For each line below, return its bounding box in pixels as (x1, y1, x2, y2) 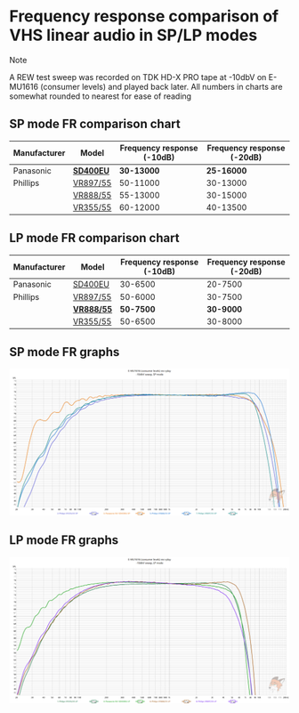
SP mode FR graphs (9, 344, 120, 360)
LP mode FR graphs (9, 532, 119, 548)
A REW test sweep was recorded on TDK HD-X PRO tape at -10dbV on (9, 71, 267, 82)
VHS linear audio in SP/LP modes (9, 25, 258, 45)
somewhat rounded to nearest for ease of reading (9, 91, 192, 101)
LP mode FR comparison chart (9, 231, 180, 246)
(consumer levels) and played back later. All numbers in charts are (39, 81, 283, 92)
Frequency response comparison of (9, 6, 279, 27)
